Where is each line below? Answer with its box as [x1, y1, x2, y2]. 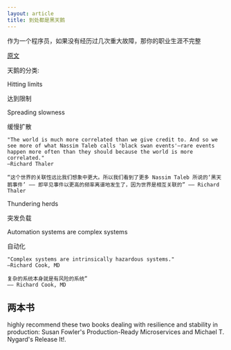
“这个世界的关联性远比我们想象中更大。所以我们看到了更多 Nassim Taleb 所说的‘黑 [7, 174, 216, 181]
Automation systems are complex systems [7, 227, 128, 236]
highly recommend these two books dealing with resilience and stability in [7, 320, 218, 329]
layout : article [7, 10, 54, 17]
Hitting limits [7, 80, 43, 88]
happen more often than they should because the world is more [7, 148, 194, 155]
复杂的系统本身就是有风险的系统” [7, 275, 88, 282]
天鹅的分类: [7, 66, 40, 74]
